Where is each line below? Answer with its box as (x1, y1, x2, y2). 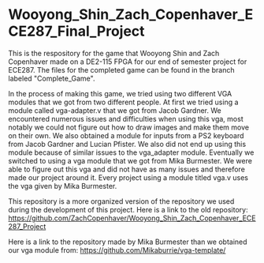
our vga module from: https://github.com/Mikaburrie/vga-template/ (8, 245, 226, 254)
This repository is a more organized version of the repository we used (8, 196, 235, 206)
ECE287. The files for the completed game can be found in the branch (8, 65, 235, 74)
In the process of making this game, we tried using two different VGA (8, 88, 232, 98)
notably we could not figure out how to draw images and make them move (8, 122, 250, 132)
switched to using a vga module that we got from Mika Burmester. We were (8, 156, 252, 165)
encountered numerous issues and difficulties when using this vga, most (8, 114, 244, 123)
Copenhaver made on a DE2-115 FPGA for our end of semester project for (8, 57, 247, 66)
